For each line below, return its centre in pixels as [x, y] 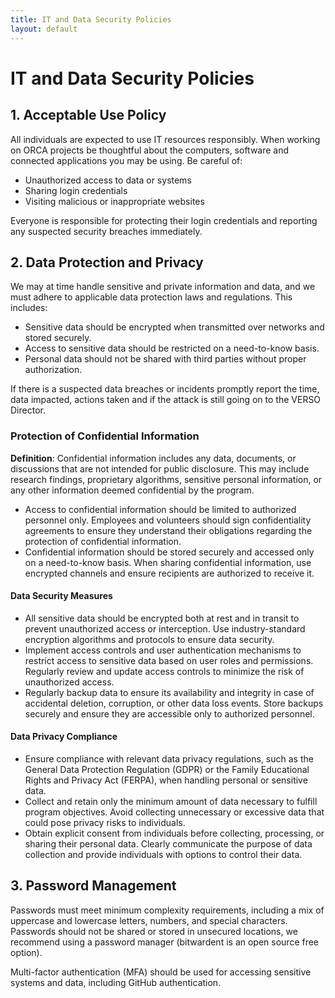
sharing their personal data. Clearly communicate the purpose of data [168, 844]
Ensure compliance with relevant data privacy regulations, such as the [169, 759]
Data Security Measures [61, 596]
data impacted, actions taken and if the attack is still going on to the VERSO [166, 400]
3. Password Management [93, 886]
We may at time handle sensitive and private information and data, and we [163, 287]
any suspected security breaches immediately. [106, 231]
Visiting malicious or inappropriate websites [114, 201]
